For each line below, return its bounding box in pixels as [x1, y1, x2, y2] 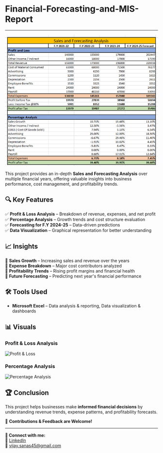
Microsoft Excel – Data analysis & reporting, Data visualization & [12, 303, 141, 309]
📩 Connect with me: [5, 433, 46, 438]
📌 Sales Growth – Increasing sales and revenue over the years [5, 258, 130, 263]
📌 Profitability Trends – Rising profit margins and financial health [5, 268, 135, 274]
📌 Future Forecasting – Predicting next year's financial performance [5, 273, 142, 279]
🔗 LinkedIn [5, 437, 26, 443]
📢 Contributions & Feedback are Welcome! [5, 419, 92, 424]
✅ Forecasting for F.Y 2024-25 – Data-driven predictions [5, 222, 120, 227]
